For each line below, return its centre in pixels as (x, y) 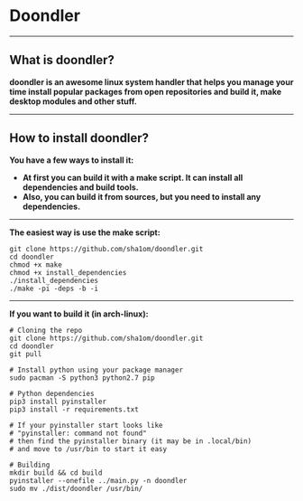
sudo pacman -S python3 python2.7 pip (82, 378)
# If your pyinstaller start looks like (87, 425)
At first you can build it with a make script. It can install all (133, 177)
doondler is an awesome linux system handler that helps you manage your (151, 81)
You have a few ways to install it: (72, 160)
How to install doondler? (79, 138)
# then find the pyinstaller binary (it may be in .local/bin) (131, 441)
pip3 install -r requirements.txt (74, 409)
